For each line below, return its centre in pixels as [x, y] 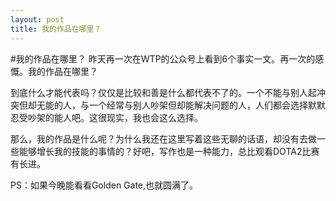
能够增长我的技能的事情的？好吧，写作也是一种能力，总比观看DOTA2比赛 [169, 151]
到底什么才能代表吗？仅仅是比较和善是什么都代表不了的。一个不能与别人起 [163, 92]
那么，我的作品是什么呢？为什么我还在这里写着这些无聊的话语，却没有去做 [163, 138]
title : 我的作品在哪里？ [56, 29]
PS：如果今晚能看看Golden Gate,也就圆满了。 [104, 185]
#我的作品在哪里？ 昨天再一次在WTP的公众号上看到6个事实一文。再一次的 [163, 58]
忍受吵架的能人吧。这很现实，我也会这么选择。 [106, 117]
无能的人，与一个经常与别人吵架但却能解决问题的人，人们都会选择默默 [181, 105]
